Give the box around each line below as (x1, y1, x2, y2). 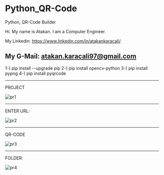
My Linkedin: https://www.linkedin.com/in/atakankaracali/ (5, 38, 121, 44)
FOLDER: (5, 155, 23, 161)
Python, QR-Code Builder (5, 19, 56, 25)
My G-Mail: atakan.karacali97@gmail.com (5, 52, 137, 61)
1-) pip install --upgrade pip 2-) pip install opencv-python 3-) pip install (5, 65, 148, 71)
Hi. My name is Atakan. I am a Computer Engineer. (5, 28, 106, 34)
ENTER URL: (5, 108, 30, 114)
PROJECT (5, 84, 25, 90)
